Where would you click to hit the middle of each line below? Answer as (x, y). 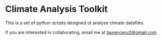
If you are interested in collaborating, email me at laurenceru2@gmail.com (81, 32)
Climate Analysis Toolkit (57, 9)
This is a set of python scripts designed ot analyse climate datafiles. (75, 23)
